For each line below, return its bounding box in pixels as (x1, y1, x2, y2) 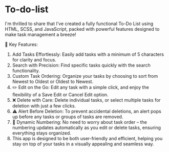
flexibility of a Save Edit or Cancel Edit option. (12, 91, 109, 98)
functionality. (12, 68, 40, 74)
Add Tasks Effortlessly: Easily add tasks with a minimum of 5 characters (12, 51, 164, 57)
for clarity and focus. (12, 56, 57, 62)
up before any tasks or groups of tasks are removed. (12, 114, 123, 120)
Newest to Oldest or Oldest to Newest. (12, 78, 93, 84)
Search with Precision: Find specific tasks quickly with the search (12, 62, 151, 68)
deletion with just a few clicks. (12, 102, 76, 108)
